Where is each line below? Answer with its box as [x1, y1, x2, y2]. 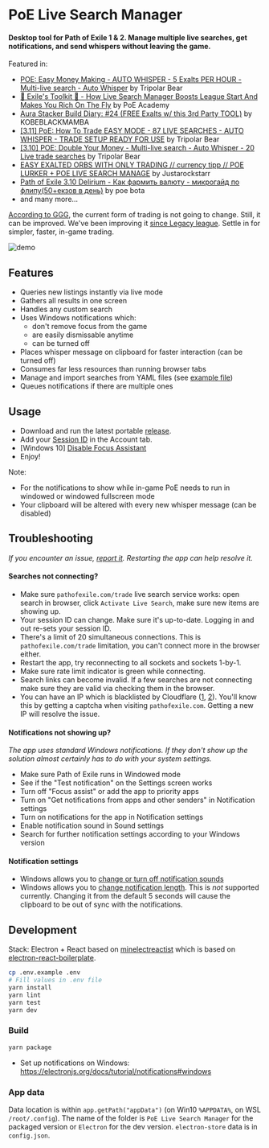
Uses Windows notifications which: [19, 313, 137, 323]
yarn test [8, 998, 42, 1006]
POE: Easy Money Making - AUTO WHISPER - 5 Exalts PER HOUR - [19, 75, 243, 84]
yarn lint [8, 991, 42, 999]
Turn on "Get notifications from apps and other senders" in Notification [19, 795, 255, 805]
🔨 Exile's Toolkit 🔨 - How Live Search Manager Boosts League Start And [19, 92, 259, 101]
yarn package [8, 1043, 52, 1051]
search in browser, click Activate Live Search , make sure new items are [19, 598, 259, 608]
